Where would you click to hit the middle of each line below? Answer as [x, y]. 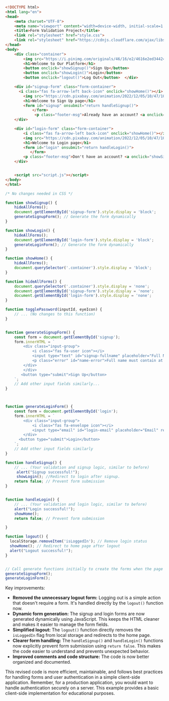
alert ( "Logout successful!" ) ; [41, 551]
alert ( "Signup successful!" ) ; [48, 472]
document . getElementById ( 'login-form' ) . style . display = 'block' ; [84, 240]
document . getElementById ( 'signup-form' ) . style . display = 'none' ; [84, 291]
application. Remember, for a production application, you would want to [79, 683]
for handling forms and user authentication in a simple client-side [73, 677]
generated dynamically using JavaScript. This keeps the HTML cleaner [86, 619]
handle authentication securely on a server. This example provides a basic [82, 688]
